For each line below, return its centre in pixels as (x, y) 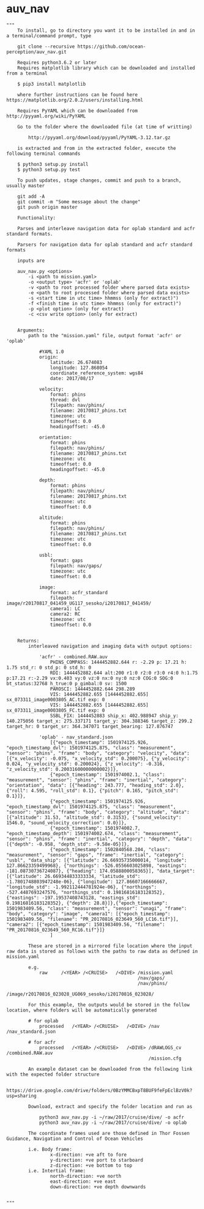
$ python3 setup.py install (53, 164)
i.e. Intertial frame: (57, 1170)
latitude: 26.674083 (76, 362)
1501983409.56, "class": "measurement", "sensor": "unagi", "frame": (97, 908)
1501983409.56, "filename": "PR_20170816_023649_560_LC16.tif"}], (93, 919)
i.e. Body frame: (50, 1149)
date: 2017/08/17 (72, 378)
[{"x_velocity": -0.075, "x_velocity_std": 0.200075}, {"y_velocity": (98, 758)
